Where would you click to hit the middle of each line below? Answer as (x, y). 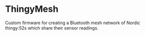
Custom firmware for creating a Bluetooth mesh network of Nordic (73, 23)
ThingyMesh (32, 9)
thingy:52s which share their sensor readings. (52, 28)
